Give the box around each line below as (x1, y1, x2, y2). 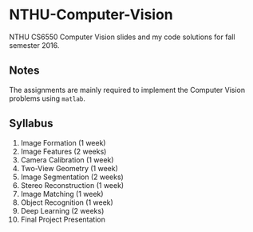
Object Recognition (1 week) (20, 198, 114, 207)
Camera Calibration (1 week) (20, 154, 114, 165)
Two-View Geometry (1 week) (20, 163, 118, 173)
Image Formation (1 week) (20, 138, 106, 147)
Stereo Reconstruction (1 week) (20, 180, 125, 190)
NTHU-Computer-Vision (9, 6, 174, 24)
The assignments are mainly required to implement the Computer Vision (9, 85, 246, 94)
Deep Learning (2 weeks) (20, 206, 105, 215)
